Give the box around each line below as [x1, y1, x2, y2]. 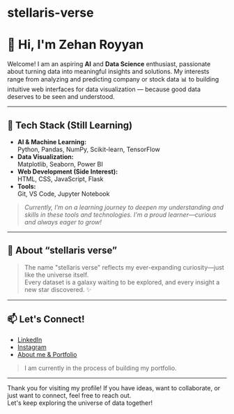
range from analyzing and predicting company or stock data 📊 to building [7, 75, 219, 84]
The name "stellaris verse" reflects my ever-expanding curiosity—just [24, 263, 224, 271]
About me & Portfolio [17, 350, 77, 358]
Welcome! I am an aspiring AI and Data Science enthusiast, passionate [7, 60, 211, 68]
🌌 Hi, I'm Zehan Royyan [7, 37, 144, 53]
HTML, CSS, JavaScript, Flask [17, 174, 104, 183]
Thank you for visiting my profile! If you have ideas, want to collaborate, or [7, 383, 221, 392]
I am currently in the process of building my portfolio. [24, 364, 177, 372]
